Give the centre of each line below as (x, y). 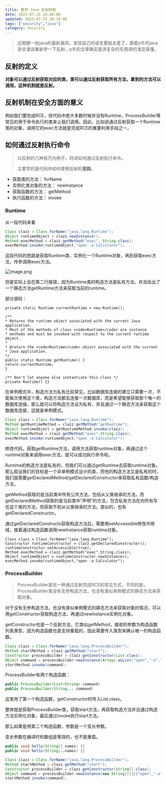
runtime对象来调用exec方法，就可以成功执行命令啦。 (59, 454)
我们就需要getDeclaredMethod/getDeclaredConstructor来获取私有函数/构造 (82, 478)
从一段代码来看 (20, 222)
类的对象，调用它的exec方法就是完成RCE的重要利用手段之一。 (68, 128)
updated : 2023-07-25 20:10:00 (36, 19)
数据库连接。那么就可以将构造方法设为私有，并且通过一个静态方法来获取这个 (83, 404)
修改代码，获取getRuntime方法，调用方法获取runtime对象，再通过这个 (77, 448)
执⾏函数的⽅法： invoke (37, 198)
